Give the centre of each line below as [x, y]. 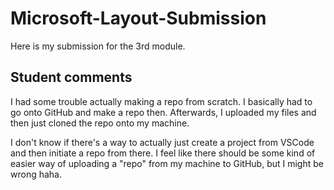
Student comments [71, 77]
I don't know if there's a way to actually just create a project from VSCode [162, 142]
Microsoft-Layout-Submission [138, 18]
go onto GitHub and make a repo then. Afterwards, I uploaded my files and [163, 112]
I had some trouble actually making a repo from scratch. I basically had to [161, 101]
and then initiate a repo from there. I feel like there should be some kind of [163, 153]
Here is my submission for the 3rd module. [98, 46]
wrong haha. [36, 174]
